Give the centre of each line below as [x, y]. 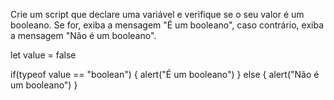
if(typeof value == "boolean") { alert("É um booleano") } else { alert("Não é [165, 74]
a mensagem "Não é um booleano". [83, 35]
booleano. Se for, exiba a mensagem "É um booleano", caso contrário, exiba [167, 25]
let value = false [43, 55]
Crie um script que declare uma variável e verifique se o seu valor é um [157, 14]
